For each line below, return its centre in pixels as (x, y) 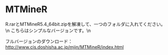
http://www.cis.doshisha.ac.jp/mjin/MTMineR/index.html (65, 47)
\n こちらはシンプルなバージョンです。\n (48, 30)
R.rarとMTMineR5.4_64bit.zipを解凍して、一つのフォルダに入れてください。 (85, 24)
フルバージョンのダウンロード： (39, 41)
